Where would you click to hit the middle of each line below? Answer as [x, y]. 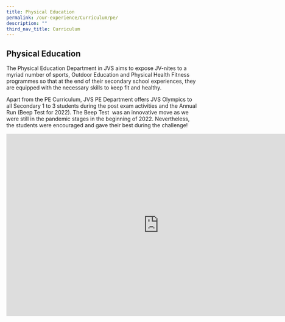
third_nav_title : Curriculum [43, 29]
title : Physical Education [40, 12]
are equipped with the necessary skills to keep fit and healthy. [84, 88]
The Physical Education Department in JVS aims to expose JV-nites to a [97, 68]
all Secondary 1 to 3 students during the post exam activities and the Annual [101, 106]
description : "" [27, 23]
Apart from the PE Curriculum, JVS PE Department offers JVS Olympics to [99, 100]
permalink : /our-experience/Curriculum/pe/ [62, 18]
